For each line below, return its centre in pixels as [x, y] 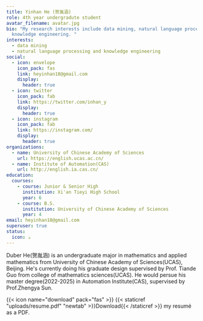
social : [16, 57]
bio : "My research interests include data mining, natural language [94, 29]
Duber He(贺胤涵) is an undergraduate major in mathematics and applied [97, 255]
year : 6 [32, 197]
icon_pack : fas [36, 68]
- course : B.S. [36, 204]
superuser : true [27, 226]
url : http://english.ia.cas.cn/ [58, 170]
